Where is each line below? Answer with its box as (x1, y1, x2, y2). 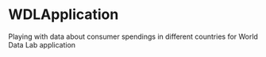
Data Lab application (8, 40, 76, 49)
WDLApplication (8, 6, 119, 24)
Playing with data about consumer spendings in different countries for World (8, 32, 258, 41)
